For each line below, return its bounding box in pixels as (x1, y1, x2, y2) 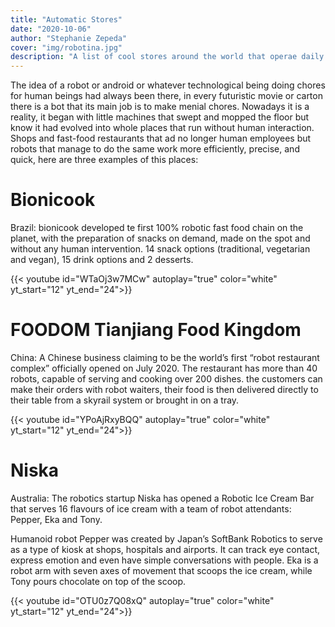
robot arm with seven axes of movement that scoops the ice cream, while (10, 564, 313, 576)
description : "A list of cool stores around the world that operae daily (10, 52, 325, 62)
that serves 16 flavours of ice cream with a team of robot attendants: (10, 502, 292, 515)
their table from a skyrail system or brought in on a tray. (10, 394, 240, 406)
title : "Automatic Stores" (10, 14, 123, 25)
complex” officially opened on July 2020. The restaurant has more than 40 (10, 362, 318, 374)
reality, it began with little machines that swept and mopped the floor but (10, 111, 310, 123)
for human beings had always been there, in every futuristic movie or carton (10, 90, 323, 102)
